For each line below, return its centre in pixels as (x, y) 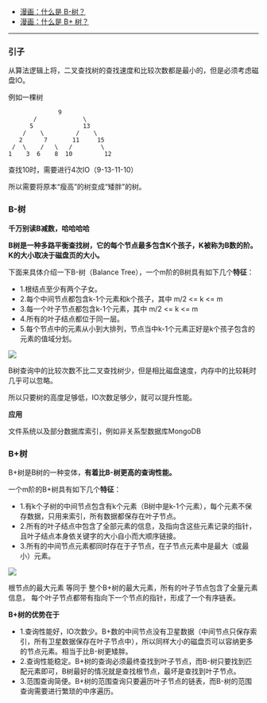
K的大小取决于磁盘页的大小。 (56, 255)
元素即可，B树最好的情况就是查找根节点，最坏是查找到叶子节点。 (133, 671)
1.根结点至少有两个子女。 (60, 289)
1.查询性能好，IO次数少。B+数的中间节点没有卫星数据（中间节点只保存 (135, 631)
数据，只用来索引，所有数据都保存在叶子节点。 (103, 516)
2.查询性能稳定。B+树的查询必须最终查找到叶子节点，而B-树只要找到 (132, 661)
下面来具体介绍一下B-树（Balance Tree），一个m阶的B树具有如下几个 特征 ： (131, 272)
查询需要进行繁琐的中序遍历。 (68, 691)
